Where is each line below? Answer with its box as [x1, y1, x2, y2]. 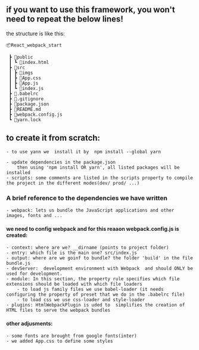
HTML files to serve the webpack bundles [6, 307, 111, 314]
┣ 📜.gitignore [8, 95, 44, 102]
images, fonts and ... [6, 212, 63, 218]
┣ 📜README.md [8, 106, 42, 112]
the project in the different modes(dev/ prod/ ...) [6, 180, 140, 186]
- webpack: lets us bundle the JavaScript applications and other [6, 207, 175, 213]
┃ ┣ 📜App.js [8, 80, 39, 86]
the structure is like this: [6, 30, 66, 37]
